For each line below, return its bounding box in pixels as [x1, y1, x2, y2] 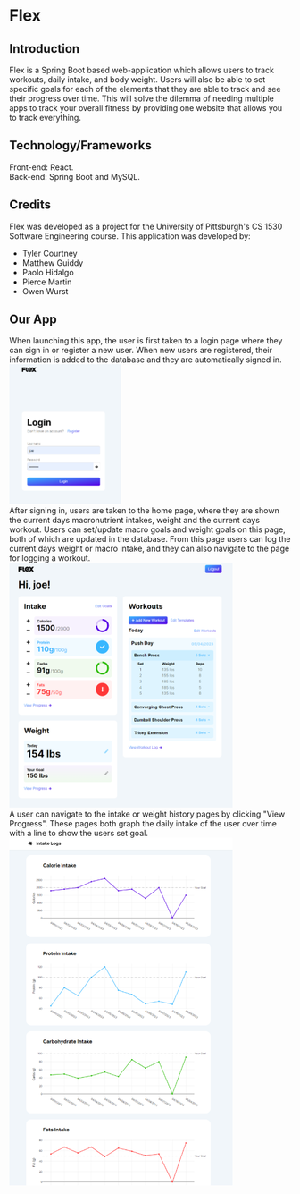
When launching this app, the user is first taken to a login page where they [9, 335, 283, 346]
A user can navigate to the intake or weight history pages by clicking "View [9, 809, 286, 819]
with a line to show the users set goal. [9, 827, 149, 838]
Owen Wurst [21, 285, 69, 296]
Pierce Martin [21, 276, 72, 287]
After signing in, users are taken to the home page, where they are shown [9, 504, 279, 515]
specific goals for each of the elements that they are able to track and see [9, 84, 281, 94]
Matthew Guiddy [21, 257, 84, 268]
